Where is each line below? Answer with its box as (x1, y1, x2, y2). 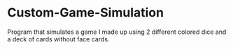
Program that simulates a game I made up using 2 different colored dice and (7, 28, 227, 36)
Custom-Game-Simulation (7, 5, 164, 21)
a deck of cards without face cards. (7, 35, 110, 43)
